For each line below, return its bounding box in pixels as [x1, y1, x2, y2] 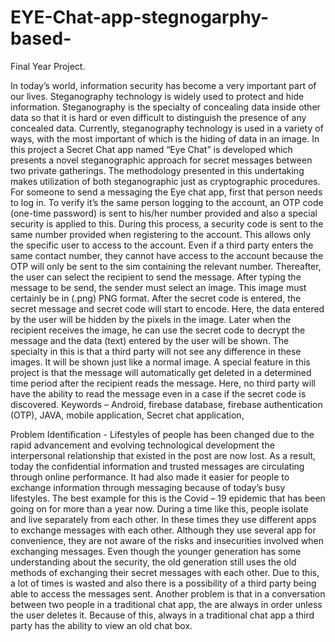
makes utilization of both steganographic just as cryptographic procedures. [10, 175, 321, 187]
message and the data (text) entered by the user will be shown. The [10, 334, 290, 346]
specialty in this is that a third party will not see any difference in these [10, 345, 302, 357]
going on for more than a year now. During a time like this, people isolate [10, 502, 309, 515]
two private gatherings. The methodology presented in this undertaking [10, 164, 305, 176]
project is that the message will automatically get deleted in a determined [10, 366, 312, 378]
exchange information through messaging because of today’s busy [10, 481, 286, 493]
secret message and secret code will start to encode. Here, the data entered [10, 302, 325, 315]
